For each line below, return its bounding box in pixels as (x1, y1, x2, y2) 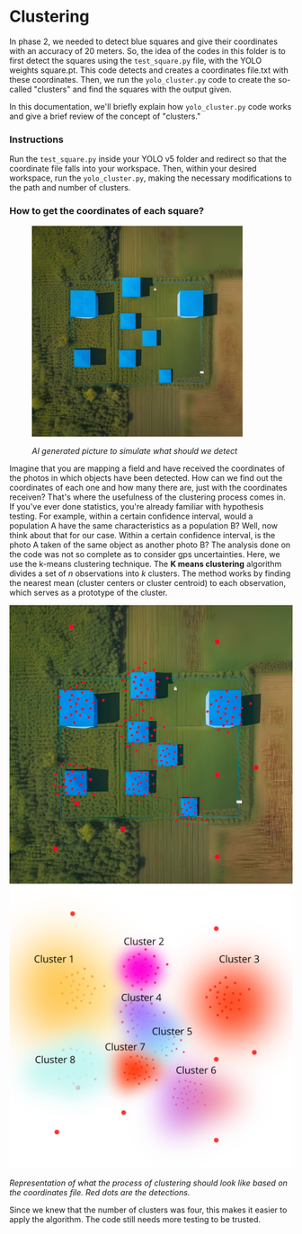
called (9, 84, 32, 94)
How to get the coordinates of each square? (9, 205, 205, 218)
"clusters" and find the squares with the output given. (33, 84, 232, 94)
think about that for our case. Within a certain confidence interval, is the (9, 529, 276, 540)
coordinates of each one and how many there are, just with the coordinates (9, 482, 288, 493)
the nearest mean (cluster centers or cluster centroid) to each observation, (9, 577, 286, 588)
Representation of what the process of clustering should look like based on (9, 1177, 288, 1188)
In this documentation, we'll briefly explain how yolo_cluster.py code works (9, 101, 292, 111)
